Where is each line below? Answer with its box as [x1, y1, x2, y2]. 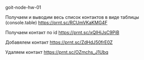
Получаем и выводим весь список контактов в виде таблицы [5, 14, 139, 20]
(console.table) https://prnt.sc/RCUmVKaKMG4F [5, 20, 108, 25]
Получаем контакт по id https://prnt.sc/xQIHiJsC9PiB [5, 29, 119, 35]
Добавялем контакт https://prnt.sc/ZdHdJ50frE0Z [5, 39, 113, 45]
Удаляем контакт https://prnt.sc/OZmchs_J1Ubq [5, 49, 109, 55]
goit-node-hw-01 [5, 5, 41, 10]
